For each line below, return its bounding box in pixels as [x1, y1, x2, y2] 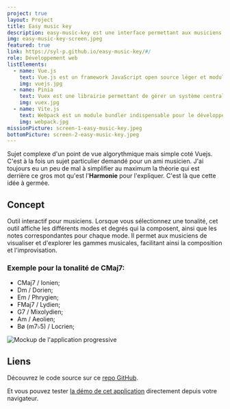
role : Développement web [7, 55, 78, 62]
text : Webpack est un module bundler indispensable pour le [19, 112, 194, 119]
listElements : [7, 61, 48, 68]
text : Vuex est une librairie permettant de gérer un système [19, 93, 201, 100]
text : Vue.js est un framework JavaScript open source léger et [19, 73, 207, 81]
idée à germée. [7, 179, 50, 187]
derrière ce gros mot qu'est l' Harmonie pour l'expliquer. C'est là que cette [7, 172, 216, 180]
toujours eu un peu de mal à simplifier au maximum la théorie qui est [7, 164, 200, 173]
